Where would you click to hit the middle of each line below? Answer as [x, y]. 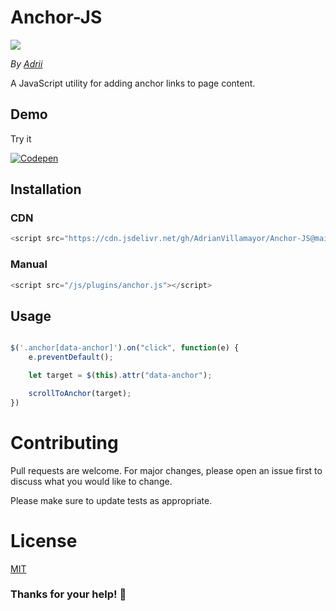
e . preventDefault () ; [71, 357]
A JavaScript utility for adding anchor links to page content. [133, 83]
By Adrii [26, 63]
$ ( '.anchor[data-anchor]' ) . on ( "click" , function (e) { [125, 348]
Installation [46, 189]
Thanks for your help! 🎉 [68, 594]
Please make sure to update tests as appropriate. [111, 500]
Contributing [64, 442]
